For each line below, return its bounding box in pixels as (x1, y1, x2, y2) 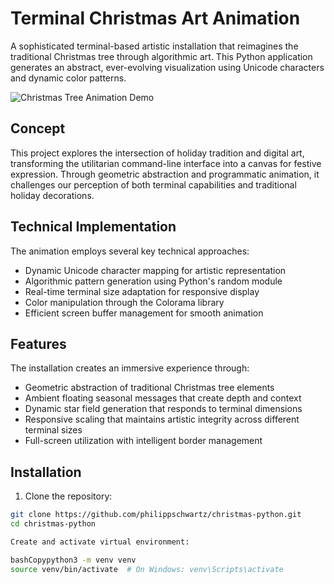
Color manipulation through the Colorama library (24, 296, 225, 308)
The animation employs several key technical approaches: (10, 245, 250, 257)
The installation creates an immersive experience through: (10, 362, 250, 374)
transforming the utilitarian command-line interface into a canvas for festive (10, 157, 322, 169)
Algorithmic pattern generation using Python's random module (24, 275, 283, 287)
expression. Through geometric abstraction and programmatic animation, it (10, 168, 320, 180)
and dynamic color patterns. (10, 72, 127, 84)
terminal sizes (24, 424, 83, 436)
